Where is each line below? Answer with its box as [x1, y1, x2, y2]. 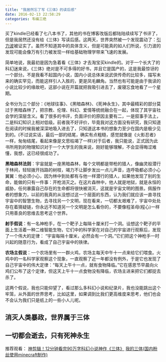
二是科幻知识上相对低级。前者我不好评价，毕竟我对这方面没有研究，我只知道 [5, 120, 161, 125]
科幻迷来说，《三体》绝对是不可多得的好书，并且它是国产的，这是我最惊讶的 [5, 66, 159, 72]
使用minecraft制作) [9, 352, 48, 358]
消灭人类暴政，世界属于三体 [5, 313, 90, 322]
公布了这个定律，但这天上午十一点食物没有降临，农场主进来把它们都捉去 [13, 268, 161, 274]
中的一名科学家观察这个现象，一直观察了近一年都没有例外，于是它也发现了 [9, 256, 161, 262]
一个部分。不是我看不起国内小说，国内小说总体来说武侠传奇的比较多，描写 [5, 72, 157, 78]
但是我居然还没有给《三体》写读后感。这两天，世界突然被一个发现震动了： [5, 37, 157, 42]
